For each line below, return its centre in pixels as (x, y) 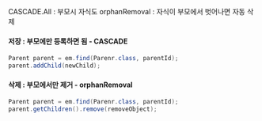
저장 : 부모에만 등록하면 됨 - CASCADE (68, 41)
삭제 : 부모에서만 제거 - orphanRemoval (70, 85)
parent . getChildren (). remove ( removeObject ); (83, 109)
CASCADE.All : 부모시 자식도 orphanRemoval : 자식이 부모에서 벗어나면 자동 (127, 11)
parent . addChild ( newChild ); (55, 66)
